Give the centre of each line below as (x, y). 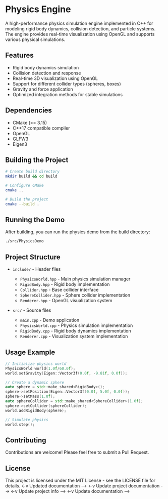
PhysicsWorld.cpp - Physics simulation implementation (76, 325)
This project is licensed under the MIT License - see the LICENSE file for (80, 481)
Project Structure (33, 257)
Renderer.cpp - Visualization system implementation (74, 336)
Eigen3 (20, 144)
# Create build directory (32, 172)
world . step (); (20, 424)
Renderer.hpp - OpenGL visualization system (66, 301)
